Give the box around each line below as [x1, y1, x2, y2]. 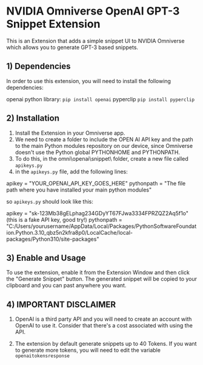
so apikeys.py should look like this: [6, 198, 94, 205]
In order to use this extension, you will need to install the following [6, 77, 171, 84]
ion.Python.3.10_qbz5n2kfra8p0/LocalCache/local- [6, 229, 133, 236]
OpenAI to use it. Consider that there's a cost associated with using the [15, 322, 193, 329]
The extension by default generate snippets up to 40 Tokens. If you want [15, 340, 197, 347]
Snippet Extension [6, 17, 101, 31]
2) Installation [6, 113, 59, 124]
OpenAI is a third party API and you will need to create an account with [15, 315, 192, 323]
